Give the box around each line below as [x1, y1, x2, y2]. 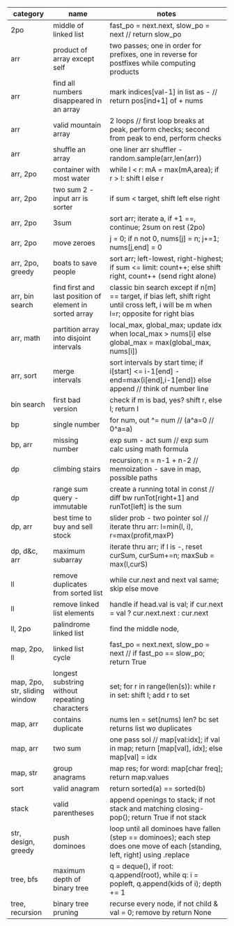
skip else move [109, 584, 159, 593]
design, [10, 837, 36, 846]
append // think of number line [109, 384, 209, 393]
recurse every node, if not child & [109, 899, 218, 909]
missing [53, 436, 79, 445]
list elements [53, 608, 95, 617]
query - [53, 493, 79, 502]
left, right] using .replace [109, 850, 190, 860]
